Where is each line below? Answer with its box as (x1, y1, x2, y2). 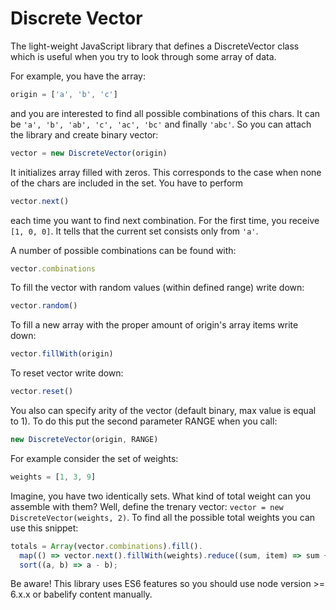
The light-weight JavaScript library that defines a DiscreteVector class (10, 40, 300, 52)
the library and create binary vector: (10, 128, 159, 141)
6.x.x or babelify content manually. (10, 588, 153, 601)
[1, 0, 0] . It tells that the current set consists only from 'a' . (10, 225, 259, 237)
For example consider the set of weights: (10, 452, 179, 464)
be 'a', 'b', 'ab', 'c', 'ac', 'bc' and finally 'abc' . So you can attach (10, 118, 312, 130)
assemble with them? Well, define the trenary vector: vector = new (10, 500, 284, 512)
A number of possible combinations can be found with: (10, 244, 237, 256)
